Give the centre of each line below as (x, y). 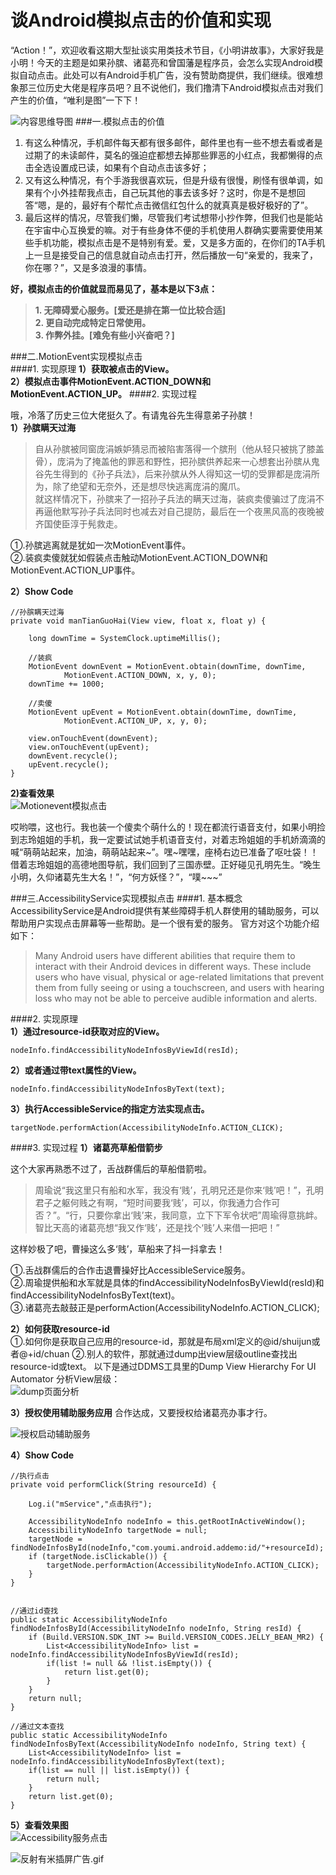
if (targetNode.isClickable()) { (98, 1556)
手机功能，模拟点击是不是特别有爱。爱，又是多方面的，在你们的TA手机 (179, 242)
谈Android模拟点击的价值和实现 (141, 20)
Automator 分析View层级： (65, 1378)
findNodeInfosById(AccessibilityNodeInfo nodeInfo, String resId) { (156, 1628)
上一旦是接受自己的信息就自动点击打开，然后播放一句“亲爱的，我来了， (171, 255)
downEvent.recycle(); (73, 756)
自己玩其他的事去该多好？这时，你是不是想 (209, 192)
